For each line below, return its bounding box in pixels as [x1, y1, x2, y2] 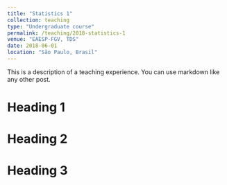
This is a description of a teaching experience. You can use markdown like [7, 67, 220, 76]
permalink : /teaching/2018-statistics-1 [7, 29, 126, 37]
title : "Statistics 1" [7, 10, 73, 17]
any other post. [7, 75, 51, 83]
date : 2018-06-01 [7, 42, 58, 49]
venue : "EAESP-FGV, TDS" [7, 36, 79, 43]
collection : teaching [7, 17, 70, 24]
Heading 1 [7, 100, 66, 115]
